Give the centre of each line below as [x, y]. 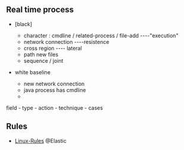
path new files [41, 54]
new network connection [54, 84]
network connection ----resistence [66, 42]
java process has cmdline [55, 90]
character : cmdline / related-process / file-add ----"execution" [101, 36]
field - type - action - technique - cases [55, 108]
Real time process [40, 10]
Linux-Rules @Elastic [41, 141]
